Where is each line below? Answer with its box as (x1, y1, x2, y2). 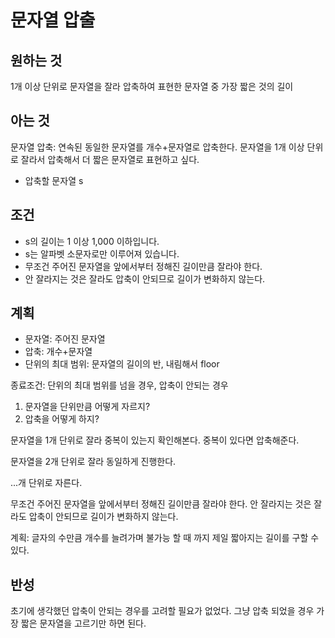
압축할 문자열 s (24, 174, 84, 186)
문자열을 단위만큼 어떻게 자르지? (24, 401, 151, 413)
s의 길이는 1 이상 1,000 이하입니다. (24, 235, 160, 247)
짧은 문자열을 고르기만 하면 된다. (20, 617, 147, 630)
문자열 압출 (10, 9, 96, 32)
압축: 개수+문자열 (24, 346, 93, 358)
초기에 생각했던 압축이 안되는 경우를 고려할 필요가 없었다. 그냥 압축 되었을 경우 (10, 605, 315, 617)
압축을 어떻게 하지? (24, 413, 100, 425)
